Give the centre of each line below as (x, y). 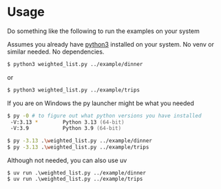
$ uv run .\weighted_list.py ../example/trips (75, 179)
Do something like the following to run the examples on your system (103, 31)
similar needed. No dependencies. (56, 52)
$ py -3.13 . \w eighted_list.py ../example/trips (78, 147)
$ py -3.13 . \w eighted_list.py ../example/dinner (80, 141)
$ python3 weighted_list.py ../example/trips (73, 90)
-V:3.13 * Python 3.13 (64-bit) (67, 122)
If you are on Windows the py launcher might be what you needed (101, 103)
